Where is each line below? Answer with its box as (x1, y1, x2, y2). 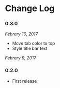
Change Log (5, 3, 55, 14)
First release (12, 78, 37, 84)
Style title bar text (12, 45, 47, 51)
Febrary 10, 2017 (5, 31, 38, 37)
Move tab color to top (12, 41, 55, 46)
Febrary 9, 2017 (5, 55, 36, 61)
